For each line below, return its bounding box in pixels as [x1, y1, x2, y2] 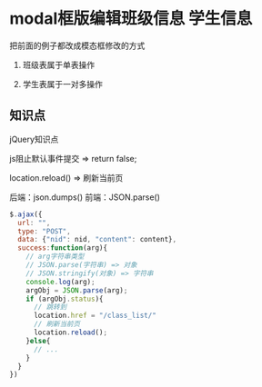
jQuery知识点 [9, 134, 59, 144]
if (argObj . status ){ [25, 294, 104, 303]
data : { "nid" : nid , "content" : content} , [17, 235, 177, 244]
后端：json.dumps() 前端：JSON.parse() [9, 192, 161, 203]
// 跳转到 [33, 303, 67, 312]
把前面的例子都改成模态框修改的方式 [9, 40, 146, 51]
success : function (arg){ [17, 243, 107, 253]
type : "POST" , [17, 226, 71, 236]
